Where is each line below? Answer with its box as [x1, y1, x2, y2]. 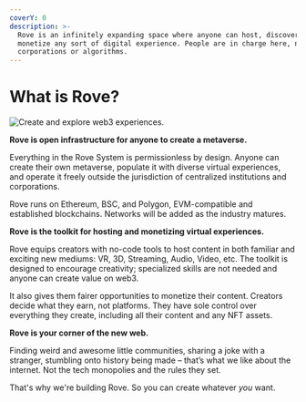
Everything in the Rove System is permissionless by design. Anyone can [9, 152, 280, 163]
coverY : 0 [9, 13, 47, 23]
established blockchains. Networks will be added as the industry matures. [9, 209, 287, 220]
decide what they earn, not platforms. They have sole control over [9, 300, 257, 311]
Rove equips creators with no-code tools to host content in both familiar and [9, 243, 296, 255]
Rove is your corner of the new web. [9, 327, 148, 338]
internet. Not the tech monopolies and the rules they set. [9, 365, 221, 376]
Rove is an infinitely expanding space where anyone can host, [17, 30, 262, 39]
